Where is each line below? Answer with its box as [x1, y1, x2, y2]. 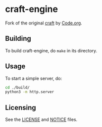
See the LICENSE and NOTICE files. [5, 117, 78, 123]
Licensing [5, 103, 36, 112]
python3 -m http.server [5, 90, 54, 95]
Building [5, 34, 31, 43]
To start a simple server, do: [5, 75, 62, 81]
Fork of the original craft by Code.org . [5, 20, 83, 26]
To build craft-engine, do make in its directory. [5, 47, 98, 53]
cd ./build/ [5, 85, 30, 90]
